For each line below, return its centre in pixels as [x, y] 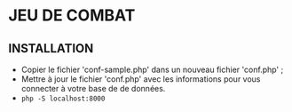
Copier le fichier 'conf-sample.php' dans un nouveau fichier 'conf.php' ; [152, 69]
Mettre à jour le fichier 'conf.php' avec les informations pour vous [141, 79]
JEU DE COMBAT [72, 16]
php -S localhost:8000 [63, 99]
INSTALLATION [51, 48]
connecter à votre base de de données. [93, 88]
